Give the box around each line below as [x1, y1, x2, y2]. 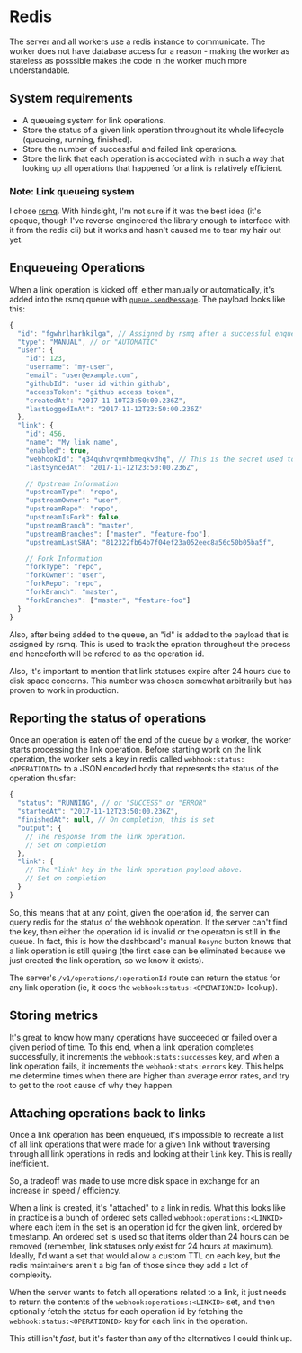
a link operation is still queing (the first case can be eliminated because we [9, 945, 286, 956]
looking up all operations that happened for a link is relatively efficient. [22, 162, 283, 173]
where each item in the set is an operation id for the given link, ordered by [9, 1222, 283, 1232]
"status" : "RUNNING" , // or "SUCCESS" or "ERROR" [17, 798, 207, 807]
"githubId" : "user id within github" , [25, 379, 171, 388]
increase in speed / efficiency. [9, 1186, 121, 1196]
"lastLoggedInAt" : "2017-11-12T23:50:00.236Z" [25, 404, 203, 413]
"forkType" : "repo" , [25, 563, 102, 572]
